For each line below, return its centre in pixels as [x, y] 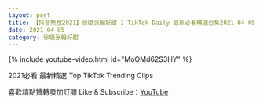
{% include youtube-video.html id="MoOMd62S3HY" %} [100, 59]
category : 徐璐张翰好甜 [43, 37]
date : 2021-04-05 [37, 30]
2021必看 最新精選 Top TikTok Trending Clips [81, 76]
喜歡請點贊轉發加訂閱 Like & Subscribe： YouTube [88, 92]
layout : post [29, 15]
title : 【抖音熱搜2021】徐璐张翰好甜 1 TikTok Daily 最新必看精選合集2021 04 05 [131, 23]
